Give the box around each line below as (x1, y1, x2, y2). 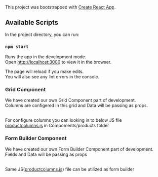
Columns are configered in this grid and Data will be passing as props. (5, 103, 148, 108)
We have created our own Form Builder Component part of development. (5, 146, 154, 152)
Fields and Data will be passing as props (5, 151, 87, 157)
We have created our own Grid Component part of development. (5, 97, 136, 103)
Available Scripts (5, 18, 58, 27)
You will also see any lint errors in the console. (5, 74, 100, 80)
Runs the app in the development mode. (5, 54, 86, 60)
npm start (5, 44, 29, 49)
